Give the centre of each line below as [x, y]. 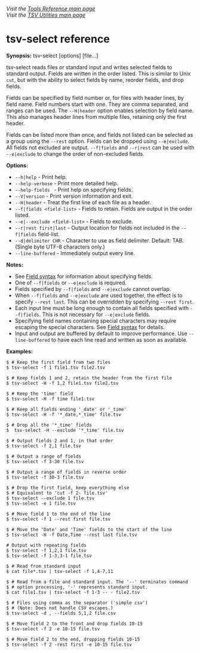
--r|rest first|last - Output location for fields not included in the [97, 228]
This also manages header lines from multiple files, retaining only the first [96, 117]
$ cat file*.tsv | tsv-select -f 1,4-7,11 [60, 571]
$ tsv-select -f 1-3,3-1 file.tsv [49, 556]
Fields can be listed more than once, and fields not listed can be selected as [100, 134]
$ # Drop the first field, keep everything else [68, 488]
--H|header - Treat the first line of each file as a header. [83, 202]
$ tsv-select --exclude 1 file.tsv [50, 498]
